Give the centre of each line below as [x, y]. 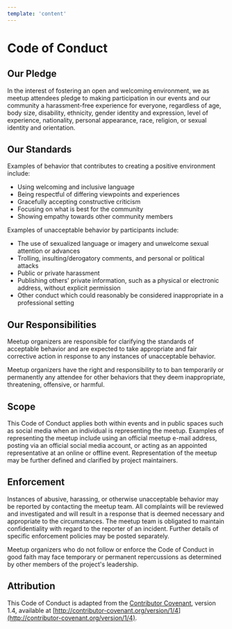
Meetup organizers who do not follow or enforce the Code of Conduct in [110, 549]
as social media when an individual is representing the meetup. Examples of [116, 431]
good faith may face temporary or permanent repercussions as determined [115, 557]
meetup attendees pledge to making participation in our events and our [109, 98]
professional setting [45, 303]
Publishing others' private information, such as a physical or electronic [118, 281]
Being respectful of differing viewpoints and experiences [98, 194]
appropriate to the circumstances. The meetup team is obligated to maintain [116, 521]
